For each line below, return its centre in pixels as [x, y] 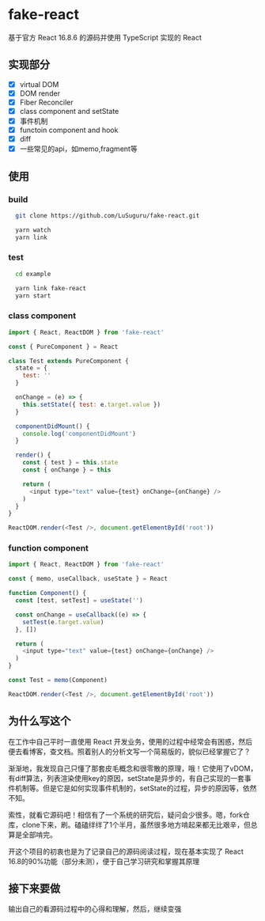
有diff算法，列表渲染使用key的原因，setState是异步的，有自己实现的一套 [127, 778]
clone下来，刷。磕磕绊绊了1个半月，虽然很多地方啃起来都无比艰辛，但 [136, 824]
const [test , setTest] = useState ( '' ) [79, 601]
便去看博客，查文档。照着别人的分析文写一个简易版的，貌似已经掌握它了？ [129, 751]
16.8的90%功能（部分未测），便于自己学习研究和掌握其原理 [104, 861]
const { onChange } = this [67, 470]
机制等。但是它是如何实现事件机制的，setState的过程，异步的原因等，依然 [136, 788]
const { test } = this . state [70, 463]
